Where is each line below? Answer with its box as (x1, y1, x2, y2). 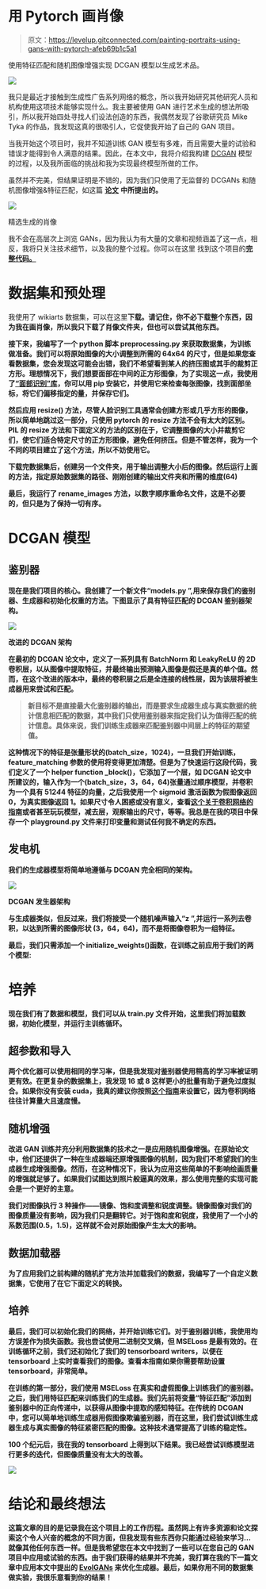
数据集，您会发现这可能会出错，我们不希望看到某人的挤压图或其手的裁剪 (14, 359, 251, 368)
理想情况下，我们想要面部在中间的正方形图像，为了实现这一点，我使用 (28, 368, 258, 378)
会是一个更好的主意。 (8, 1184, 78, 1194)
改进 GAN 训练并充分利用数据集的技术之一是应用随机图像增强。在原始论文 (8, 1144, 249, 1154)
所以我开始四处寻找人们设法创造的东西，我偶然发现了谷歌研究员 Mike (21, 112, 248, 121)
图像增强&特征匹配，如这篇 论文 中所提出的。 (14, 185, 162, 194)
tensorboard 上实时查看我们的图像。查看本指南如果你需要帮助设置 (8, 1356, 226, 1365)
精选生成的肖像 (8, 217, 57, 226)
